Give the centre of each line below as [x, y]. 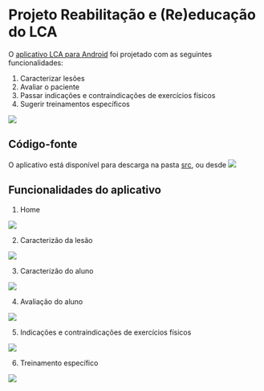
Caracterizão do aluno [57, 270]
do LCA [33, 32]
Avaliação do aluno [51, 301]
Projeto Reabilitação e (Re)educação [132, 15]
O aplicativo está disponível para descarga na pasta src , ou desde [118, 165]
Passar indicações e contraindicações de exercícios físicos [118, 95]
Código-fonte [43, 144]
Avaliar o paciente [50, 87]
